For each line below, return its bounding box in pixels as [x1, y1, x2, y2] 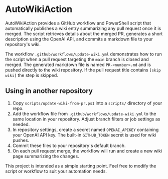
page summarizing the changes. [12, 153, 79, 159]
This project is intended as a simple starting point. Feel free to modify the [5, 162, 156, 168]
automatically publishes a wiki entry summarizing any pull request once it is [5, 25, 161, 31]
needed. [12, 121, 30, 127]
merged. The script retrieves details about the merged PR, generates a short [5, 30, 163, 36]
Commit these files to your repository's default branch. [12, 142, 126, 148]
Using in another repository [5, 86, 93, 95]
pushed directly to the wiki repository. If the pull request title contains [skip [5, 66, 161, 73]
